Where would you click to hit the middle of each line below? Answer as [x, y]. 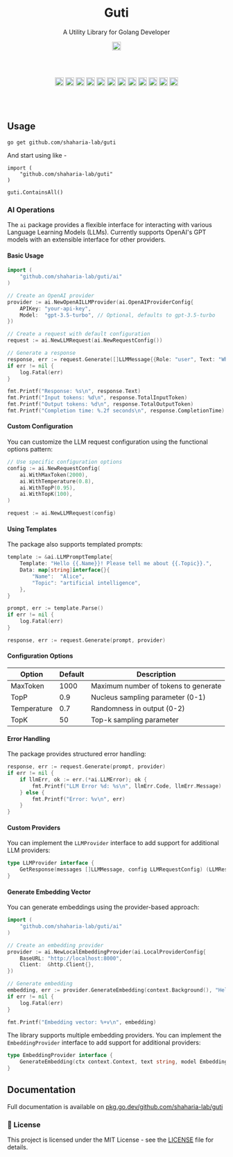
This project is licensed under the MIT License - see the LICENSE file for [110, 1140]
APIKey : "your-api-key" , [55, 308]
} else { [32, 792]
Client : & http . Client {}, [57, 965]
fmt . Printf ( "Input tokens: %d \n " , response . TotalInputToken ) [97, 398]
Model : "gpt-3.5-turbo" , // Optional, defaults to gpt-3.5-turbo [118, 315]
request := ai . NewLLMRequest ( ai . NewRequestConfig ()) [85, 341]
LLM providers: [29, 850]
